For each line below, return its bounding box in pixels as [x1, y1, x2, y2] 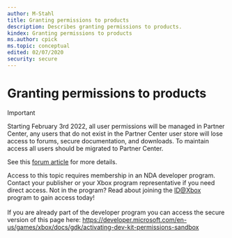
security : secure [7, 56, 58, 63]
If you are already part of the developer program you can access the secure [7, 208, 225, 216]
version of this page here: [7, 215, 82, 223]
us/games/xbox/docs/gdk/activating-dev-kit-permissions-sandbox [7, 223, 200, 231]
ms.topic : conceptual [7, 42, 70, 49]
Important [7, 109, 36, 117]
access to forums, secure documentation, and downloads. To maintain [7, 136, 209, 145]
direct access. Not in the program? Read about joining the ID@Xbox [7, 186, 201, 194]
